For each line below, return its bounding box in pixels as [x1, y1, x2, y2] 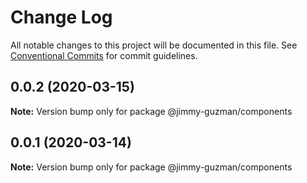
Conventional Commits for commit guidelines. [10, 49, 198, 61]
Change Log [10, 6, 113, 29]
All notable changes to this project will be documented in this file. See [10, 39, 298, 51]
